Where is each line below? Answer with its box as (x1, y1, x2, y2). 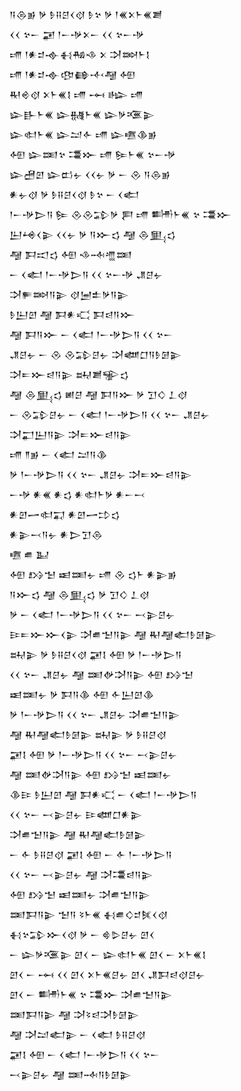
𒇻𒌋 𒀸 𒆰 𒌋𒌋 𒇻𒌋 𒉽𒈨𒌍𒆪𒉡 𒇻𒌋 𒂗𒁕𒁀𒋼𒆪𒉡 (9, 969, 206, 980)
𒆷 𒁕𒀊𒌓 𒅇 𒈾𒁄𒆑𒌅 (9, 249, 132, 260)
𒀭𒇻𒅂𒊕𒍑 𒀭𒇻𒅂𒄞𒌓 (9, 509, 121, 520)
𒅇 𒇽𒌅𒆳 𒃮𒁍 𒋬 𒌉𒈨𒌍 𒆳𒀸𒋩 (9, 149, 177, 160)
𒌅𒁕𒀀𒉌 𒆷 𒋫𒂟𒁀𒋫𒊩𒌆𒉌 (9, 1009, 140, 1020)
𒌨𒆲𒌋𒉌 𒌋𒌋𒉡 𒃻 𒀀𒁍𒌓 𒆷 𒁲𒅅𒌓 (9, 229, 177, 240)
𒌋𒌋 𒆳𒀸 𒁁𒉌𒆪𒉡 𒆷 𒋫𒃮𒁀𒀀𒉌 (9, 869, 154, 880)
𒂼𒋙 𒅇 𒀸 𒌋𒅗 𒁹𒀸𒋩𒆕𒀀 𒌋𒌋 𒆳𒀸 (9, 1049, 160, 1060)
